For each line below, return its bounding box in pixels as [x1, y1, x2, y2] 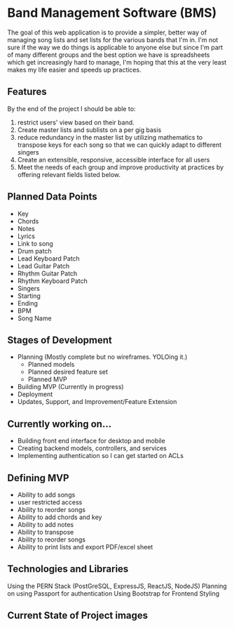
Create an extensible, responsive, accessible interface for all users [17, 155, 210, 164]
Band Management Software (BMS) [7, 5, 217, 21]
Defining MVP [7, 472, 69, 484]
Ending [17, 299, 39, 307]
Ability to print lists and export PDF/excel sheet [17, 543, 153, 551]
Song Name [17, 314, 52, 322]
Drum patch [17, 247, 52, 255]
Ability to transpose [17, 528, 74, 536]
